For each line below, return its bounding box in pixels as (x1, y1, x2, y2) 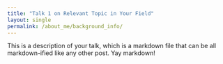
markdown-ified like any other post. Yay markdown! (7, 49, 155, 57)
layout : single (7, 17, 52, 23)
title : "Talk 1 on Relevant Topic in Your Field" (7, 10, 155, 17)
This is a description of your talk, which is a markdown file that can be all (7, 42, 217, 50)
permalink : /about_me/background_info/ (7, 23, 123, 30)
